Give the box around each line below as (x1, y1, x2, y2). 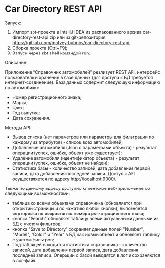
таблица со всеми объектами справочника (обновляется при (12, 200, 142, 206)
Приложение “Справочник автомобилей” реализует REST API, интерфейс (5, 69, 160, 75)
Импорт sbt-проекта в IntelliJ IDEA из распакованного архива (12, 29, 142, 35)
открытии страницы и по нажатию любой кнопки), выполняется (12, 205, 148, 211)
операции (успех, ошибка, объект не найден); (12, 160, 109, 166)
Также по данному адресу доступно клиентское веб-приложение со (5, 185, 150, 191)
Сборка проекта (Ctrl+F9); (12, 45, 68, 51)
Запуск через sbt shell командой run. (12, 50, 90, 56)
